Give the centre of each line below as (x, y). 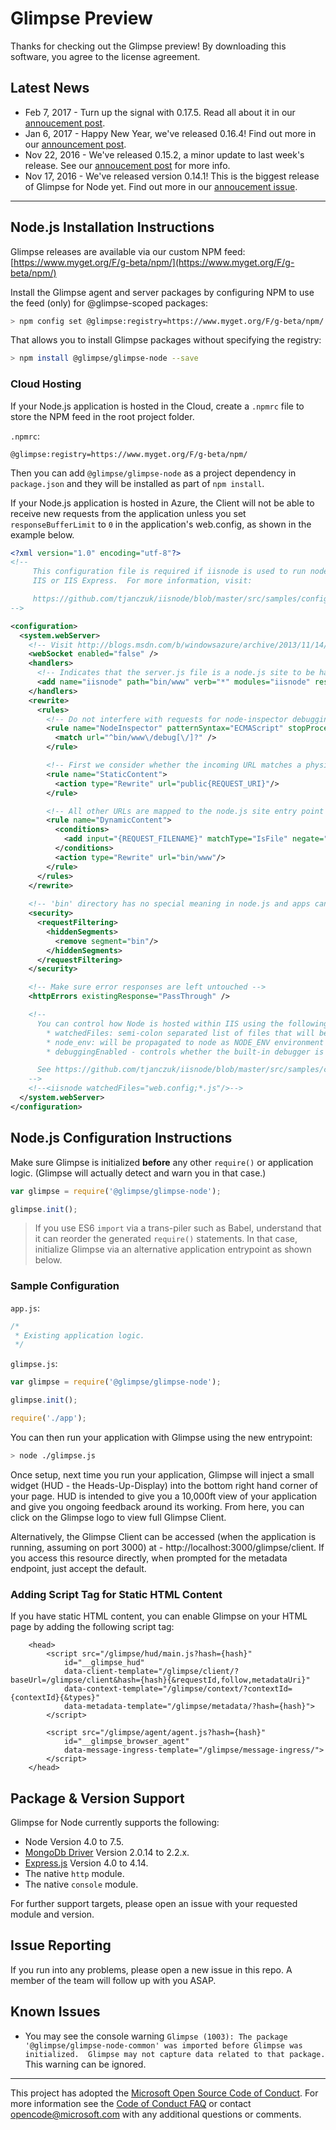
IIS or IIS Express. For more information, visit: (142, 581)
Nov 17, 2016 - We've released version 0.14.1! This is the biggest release (172, 176)
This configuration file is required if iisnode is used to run (169, 572)
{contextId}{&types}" (55, 1698)
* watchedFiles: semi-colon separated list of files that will (180, 1033)
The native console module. (81, 1884)
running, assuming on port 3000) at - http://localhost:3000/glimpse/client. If (167, 1547)
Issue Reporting (61, 1945)
